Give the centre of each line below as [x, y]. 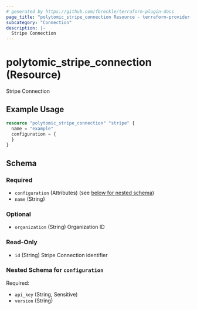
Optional [18, 214]
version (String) [34, 301]
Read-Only [22, 242]
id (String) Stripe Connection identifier [61, 255]
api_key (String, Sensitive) [46, 294]
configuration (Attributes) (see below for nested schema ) [84, 193]
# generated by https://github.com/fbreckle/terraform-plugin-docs [90, 11]
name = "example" [33, 129]
